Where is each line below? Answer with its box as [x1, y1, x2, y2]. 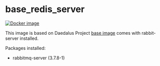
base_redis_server [5, 4, 85, 15]
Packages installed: [5, 45, 46, 51]
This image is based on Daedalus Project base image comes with [5, 30, 141, 36]
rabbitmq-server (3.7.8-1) [12, 54, 65, 61]
